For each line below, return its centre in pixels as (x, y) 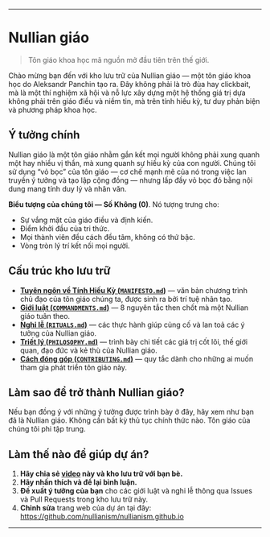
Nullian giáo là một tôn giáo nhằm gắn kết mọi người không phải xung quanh (134, 155)
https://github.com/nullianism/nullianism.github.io (102, 517)
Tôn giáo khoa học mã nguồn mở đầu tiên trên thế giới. (119, 60)
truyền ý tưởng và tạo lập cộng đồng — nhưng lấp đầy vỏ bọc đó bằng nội (131, 180)
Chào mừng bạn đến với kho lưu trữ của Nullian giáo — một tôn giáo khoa (130, 75)
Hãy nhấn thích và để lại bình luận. (79, 482)
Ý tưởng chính (44, 135)
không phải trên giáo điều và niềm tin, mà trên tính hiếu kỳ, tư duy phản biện (134, 101)
